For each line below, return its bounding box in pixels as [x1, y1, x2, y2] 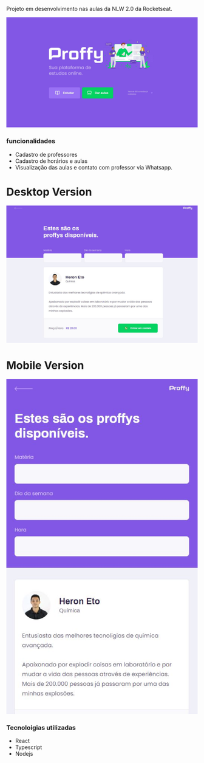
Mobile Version [6, 358, 84, 372]
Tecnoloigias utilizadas [6, 723, 76, 731]
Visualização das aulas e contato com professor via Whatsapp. [15, 163, 173, 171]
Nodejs [15, 750, 33, 757]
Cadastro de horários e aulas [15, 157, 88, 165]
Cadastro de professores [15, 151, 78, 158]
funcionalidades [6, 137, 56, 145]
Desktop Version [6, 185, 92, 199]
